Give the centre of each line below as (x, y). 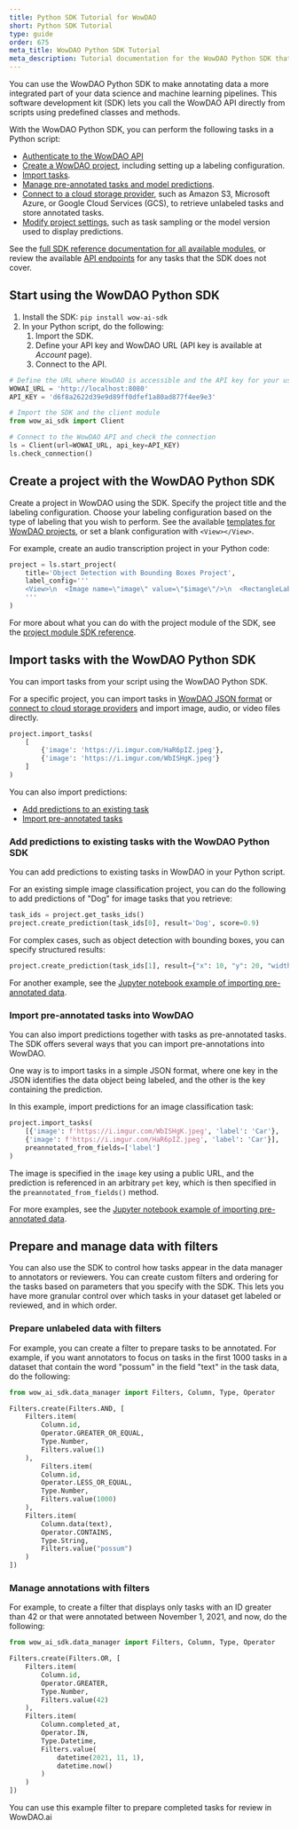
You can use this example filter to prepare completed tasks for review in (141, 1808)
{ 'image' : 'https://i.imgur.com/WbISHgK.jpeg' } (130, 759)
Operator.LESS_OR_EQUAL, (87, 1483)
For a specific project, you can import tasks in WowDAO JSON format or (141, 699)
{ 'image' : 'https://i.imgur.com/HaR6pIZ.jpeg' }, (133, 750)
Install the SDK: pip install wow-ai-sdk (95, 317)
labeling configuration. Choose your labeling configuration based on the (141, 512)
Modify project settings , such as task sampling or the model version (146, 222)
